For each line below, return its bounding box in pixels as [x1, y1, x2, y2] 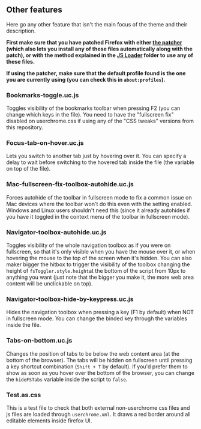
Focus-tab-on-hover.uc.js [6, 139, 84, 147]
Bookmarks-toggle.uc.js [6, 91, 79, 99]
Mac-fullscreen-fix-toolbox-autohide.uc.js [6, 180, 134, 189]
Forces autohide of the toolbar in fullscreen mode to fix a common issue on [6, 193, 192, 201]
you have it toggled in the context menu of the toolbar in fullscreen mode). [6, 213, 190, 220]
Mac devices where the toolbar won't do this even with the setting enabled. [6, 200, 193, 207]
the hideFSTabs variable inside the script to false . [6, 376, 128, 383]
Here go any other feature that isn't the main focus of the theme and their [6, 20, 188, 28]
